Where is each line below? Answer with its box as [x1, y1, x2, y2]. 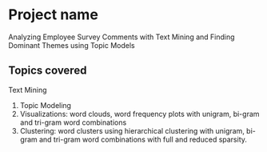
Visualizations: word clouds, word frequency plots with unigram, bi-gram [19, 109, 260, 118]
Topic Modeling [19, 100, 72, 110]
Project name [8, 6, 98, 24]
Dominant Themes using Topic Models [8, 40, 135, 50]
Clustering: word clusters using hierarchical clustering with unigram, [19, 126, 245, 135]
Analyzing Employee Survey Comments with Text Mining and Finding [8, 32, 235, 42]
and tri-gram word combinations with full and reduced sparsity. [38, 134, 248, 144]
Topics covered [8, 64, 87, 78]
